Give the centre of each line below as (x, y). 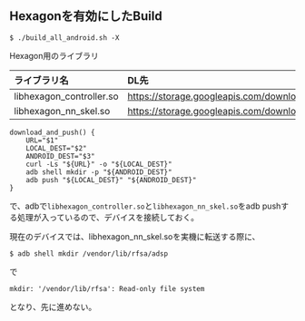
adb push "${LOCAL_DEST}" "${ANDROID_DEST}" (111, 180)
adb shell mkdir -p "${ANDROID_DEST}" (99, 172)
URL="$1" (42, 140)
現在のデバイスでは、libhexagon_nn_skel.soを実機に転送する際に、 (135, 236)
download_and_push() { (52, 132)
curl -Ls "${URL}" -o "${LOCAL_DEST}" (99, 164)
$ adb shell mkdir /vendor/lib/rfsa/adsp (89, 253)
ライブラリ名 (42, 80)
